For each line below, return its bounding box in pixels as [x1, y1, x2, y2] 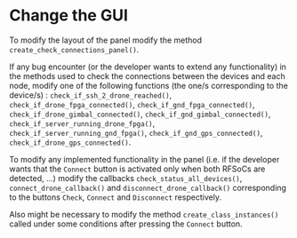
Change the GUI [9, 5, 129, 26]
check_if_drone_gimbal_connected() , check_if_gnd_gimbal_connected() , [9, 108, 271, 119]
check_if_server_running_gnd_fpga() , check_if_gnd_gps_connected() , [9, 127, 263, 138]
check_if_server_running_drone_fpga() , [9, 117, 156, 129]
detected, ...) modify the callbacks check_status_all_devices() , [9, 172, 243, 183]
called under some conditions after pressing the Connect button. [9, 218, 243, 229]
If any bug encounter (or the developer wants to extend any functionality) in [9, 61, 287, 72]
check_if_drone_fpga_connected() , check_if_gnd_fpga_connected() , [9, 99, 255, 109]
